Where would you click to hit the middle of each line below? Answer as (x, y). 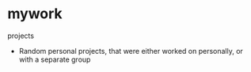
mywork (35, 14)
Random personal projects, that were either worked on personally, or (131, 51)
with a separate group (55, 59)
